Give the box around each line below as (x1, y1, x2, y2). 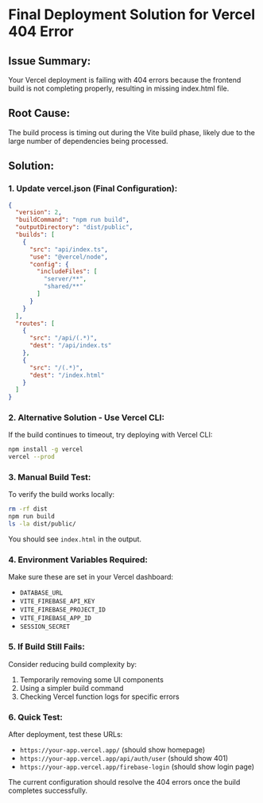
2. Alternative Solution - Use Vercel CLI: (8, 412, 165, 423)
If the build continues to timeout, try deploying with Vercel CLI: (8, 430, 213, 440)
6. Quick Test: (8, 712, 64, 723)
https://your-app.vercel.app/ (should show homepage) (19, 745, 206, 755)
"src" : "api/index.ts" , (29, 245, 109, 254)
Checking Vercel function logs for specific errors (19, 692, 180, 701)
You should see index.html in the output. (8, 534, 141, 544)
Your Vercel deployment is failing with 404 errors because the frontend (8, 76, 242, 84)
